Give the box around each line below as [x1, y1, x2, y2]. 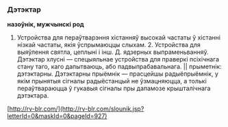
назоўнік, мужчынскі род [7, 20, 84, 29]
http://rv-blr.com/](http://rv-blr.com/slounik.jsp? [9, 104, 144, 113]
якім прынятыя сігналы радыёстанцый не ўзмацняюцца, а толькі [16, 77, 207, 85]
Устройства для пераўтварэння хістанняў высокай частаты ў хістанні [16, 33, 221, 42]
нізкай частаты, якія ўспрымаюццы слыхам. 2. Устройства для [16, 41, 201, 49]
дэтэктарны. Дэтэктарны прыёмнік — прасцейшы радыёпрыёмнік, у [16, 70, 219, 78]
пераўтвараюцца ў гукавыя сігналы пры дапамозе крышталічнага [16, 84, 211, 93]
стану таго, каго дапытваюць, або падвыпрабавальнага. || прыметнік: [16, 63, 223, 71]
